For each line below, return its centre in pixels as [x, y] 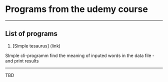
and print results [22, 60]
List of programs [31, 34]
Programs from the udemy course [77, 9]
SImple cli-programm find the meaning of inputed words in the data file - [80, 55]
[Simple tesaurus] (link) [36, 45]
